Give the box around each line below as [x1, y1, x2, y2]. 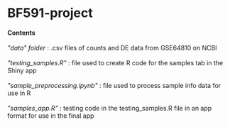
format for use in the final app [7, 111, 94, 120]
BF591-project [7, 5, 94, 21]
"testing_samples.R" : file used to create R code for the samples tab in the [7, 58, 224, 67]
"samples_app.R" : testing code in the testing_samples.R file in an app [7, 104, 212, 112]
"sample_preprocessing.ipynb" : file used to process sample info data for [7, 81, 221, 89]
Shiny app [7, 66, 37, 74]
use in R [7, 89, 31, 97]
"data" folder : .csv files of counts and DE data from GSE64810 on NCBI [7, 43, 218, 52]
